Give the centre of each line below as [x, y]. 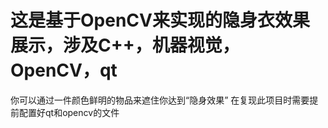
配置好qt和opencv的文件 [69, 112]
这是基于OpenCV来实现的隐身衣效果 [160, 20]
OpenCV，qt [64, 70]
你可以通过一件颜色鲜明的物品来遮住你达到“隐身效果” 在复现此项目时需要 [160, 100]
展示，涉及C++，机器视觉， [125, 45]
